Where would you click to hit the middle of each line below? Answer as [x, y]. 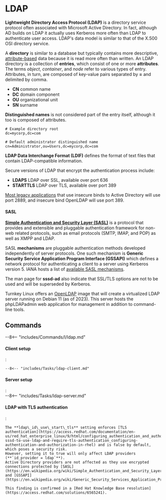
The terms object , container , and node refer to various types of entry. [76, 69]
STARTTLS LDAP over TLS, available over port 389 [64, 185]
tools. [19, 310]
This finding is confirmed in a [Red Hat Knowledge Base [65, 488]
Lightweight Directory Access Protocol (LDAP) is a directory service [76, 22]
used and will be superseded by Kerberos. [48, 284]
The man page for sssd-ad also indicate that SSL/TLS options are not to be [82, 279]
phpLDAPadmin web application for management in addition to [69, 304]
